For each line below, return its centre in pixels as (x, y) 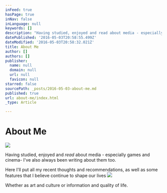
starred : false (21, 84)
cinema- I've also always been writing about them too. (61, 160)
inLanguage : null (23, 24)
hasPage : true (20, 14)
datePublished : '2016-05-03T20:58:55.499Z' (51, 38)
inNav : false (19, 19)
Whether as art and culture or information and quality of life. (67, 186)
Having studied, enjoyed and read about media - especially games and (78, 155)
